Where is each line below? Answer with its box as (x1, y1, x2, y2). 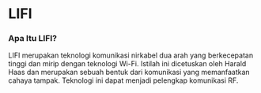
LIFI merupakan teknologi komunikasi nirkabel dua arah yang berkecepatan (8, 50, 254, 60)
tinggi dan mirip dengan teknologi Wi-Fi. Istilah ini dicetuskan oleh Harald (8, 59, 247, 69)
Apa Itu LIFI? (8, 33, 58, 44)
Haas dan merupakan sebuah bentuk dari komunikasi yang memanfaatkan (8, 68, 251, 77)
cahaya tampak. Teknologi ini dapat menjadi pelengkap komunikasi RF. (8, 76, 239, 85)
